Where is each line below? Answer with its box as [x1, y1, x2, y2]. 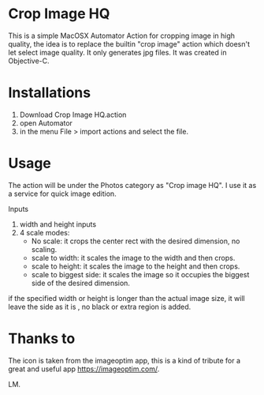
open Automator [19, 118, 73, 127]
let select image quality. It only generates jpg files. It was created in [8, 47, 227, 57]
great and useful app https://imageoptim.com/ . [8, 364, 160, 374]
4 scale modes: [19, 228, 70, 237]
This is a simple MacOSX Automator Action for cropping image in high [8, 31, 235, 40]
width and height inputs [19, 219, 97, 229]
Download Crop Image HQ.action [19, 110, 127, 119]
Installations [8, 84, 91, 102]
